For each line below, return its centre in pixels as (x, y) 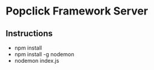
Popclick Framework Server (77, 11)
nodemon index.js (37, 61)
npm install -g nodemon (44, 54)
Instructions (29, 33)
